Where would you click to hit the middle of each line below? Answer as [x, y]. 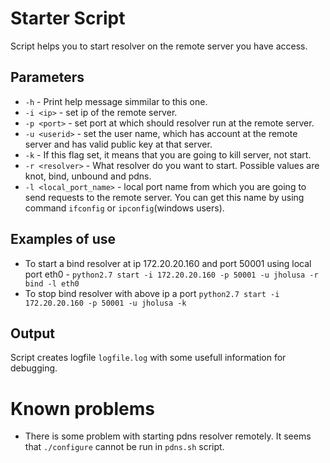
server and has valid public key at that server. [118, 144]
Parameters [47, 77]
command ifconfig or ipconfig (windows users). [124, 208]
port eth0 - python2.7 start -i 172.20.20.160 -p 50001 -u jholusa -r [171, 274]
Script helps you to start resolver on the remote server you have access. [159, 46]
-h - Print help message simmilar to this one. [116, 101]
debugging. [34, 368]
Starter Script [68, 18]
